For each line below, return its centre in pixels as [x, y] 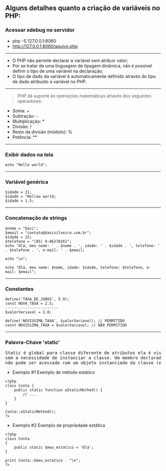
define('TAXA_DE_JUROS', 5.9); [37, 299]
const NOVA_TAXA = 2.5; [30, 303]
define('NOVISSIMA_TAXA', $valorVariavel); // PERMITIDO [65, 321]
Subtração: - [25, 116]
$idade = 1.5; [20, 201]
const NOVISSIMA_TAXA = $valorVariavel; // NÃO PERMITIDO [66, 325]
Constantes [19, 289]
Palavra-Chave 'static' [33, 342]
